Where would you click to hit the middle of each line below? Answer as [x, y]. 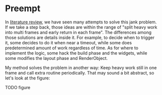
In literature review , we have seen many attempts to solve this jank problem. [81, 22]
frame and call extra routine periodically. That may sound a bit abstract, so [80, 73]
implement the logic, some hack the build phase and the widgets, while [76, 53]
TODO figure [18, 87]
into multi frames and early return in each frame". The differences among [78, 32]
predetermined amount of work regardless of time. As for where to [72, 48]
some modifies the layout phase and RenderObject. [56, 58]
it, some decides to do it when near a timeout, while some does [69, 42]
